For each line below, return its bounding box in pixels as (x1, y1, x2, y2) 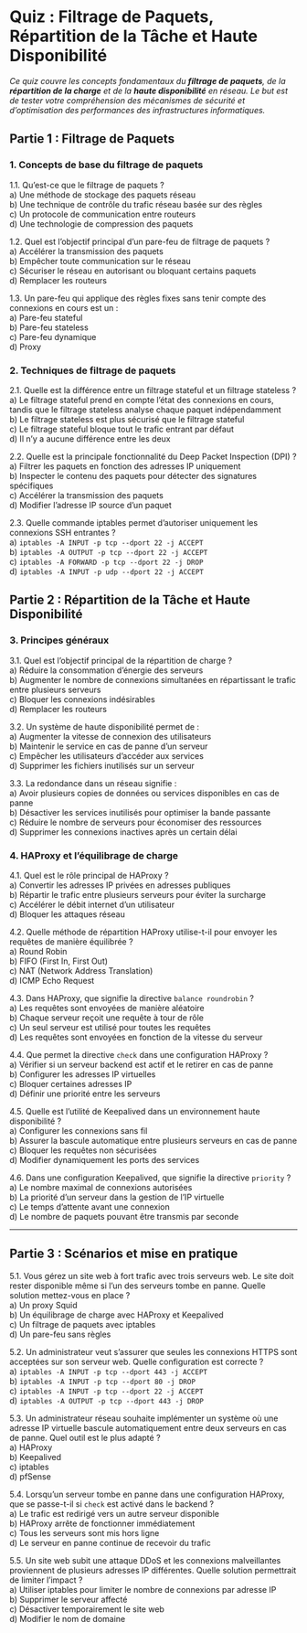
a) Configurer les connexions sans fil (9, 1125, 148, 1136)
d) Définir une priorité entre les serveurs (9, 1088, 161, 1099)
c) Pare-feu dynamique (9, 331, 97, 342)
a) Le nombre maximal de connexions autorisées (9, 1181, 193, 1192)
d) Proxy (9, 341, 42, 352)
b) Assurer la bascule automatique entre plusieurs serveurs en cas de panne (9, 1135, 298, 1146)
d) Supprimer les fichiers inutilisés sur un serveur (9, 760, 195, 771)
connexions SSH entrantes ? (9, 527, 116, 538)
